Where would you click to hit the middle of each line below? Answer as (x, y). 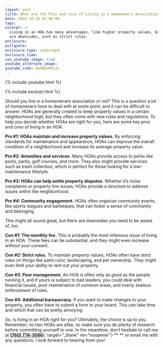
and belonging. (20, 211)
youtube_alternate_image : (31, 64)
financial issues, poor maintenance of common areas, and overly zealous (78, 285)
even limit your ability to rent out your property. (52, 265)
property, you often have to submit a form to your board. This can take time (80, 305)
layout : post (18, 9)
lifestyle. (41, 172)
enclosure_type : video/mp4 (32, 50)
